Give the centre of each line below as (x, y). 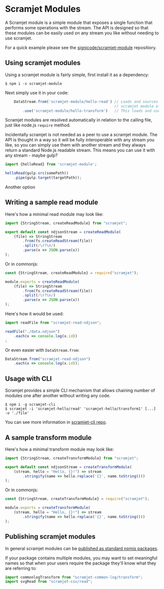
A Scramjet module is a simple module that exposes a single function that (79, 22)
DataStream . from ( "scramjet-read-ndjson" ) (48, 359)
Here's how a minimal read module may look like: (54, 214)
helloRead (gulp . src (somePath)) (37, 173)
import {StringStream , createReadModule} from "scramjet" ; (66, 223)
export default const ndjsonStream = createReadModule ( (63, 232)
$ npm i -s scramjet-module (34, 84)
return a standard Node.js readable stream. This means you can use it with (80, 150)
